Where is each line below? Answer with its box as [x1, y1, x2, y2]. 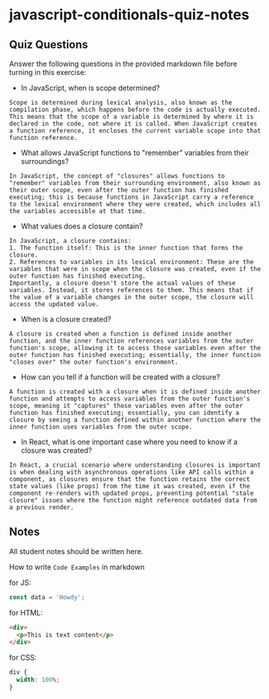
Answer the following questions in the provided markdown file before [9, 59, 238, 68]
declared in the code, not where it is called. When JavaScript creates [9, 120, 258, 128]
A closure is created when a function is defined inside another [9, 330, 232, 338]
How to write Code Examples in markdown [9, 561, 145, 572]
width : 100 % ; [16, 676, 60, 685]
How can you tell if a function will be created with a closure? [20, 372, 220, 381]
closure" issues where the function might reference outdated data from [9, 496, 258, 504]
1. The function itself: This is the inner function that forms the [9, 244, 243, 252]
